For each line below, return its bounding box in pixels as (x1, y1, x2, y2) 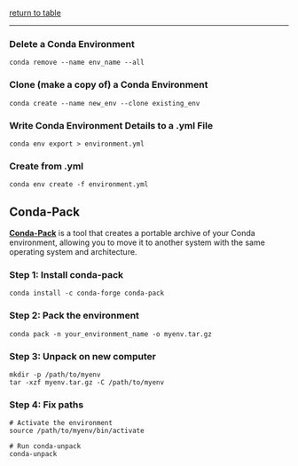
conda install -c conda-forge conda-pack (9, 288, 165, 298)
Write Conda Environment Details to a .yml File (9, 119, 214, 131)
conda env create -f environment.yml (9, 180, 149, 189)
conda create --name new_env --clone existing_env (9, 99, 200, 107)
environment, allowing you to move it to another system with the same (9, 237, 266, 248)
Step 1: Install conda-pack (9, 268, 124, 280)
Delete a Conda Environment (9, 37, 135, 50)
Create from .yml (9, 160, 84, 172)
